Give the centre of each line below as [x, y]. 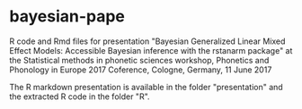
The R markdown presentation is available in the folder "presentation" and [146, 87]
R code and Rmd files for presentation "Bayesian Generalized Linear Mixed [147, 41]
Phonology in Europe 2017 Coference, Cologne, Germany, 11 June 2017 [141, 70]
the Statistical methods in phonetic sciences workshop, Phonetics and [139, 60]
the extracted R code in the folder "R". [80, 96]
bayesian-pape [67, 17]
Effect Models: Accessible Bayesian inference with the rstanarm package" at [151, 50]
